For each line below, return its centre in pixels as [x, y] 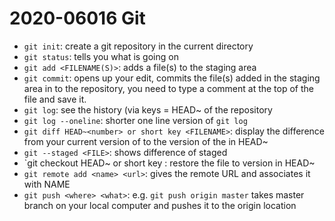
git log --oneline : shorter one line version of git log [135, 120]
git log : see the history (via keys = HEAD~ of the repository [148, 109]
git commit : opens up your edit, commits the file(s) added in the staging [172, 78]
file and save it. [55, 99]
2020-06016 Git [77, 18]
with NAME [47, 184]
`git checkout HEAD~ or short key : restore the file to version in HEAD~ [169, 163]
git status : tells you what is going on [101, 56]
